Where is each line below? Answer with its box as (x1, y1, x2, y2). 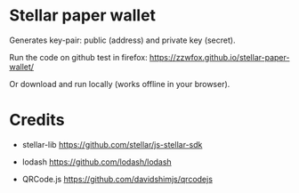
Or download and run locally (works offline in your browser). (9, 78, 230, 89)
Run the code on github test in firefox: (9, 52, 149, 62)
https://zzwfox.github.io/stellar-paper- (149, 52, 290, 62)
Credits (9, 110, 65, 130)
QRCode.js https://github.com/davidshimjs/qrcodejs (21, 173, 214, 184)
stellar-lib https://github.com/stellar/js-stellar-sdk (21, 139, 203, 149)
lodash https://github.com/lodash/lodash (21, 157, 172, 167)
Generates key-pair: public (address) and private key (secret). (9, 35, 236, 45)
